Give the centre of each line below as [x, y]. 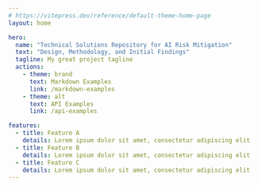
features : [25, 126]
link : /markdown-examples [72, 89]
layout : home [30, 23]
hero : [17, 37]
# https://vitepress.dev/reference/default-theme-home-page [110, 15]
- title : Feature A [48, 133]
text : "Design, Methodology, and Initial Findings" [103, 52]
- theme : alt [44, 96]
